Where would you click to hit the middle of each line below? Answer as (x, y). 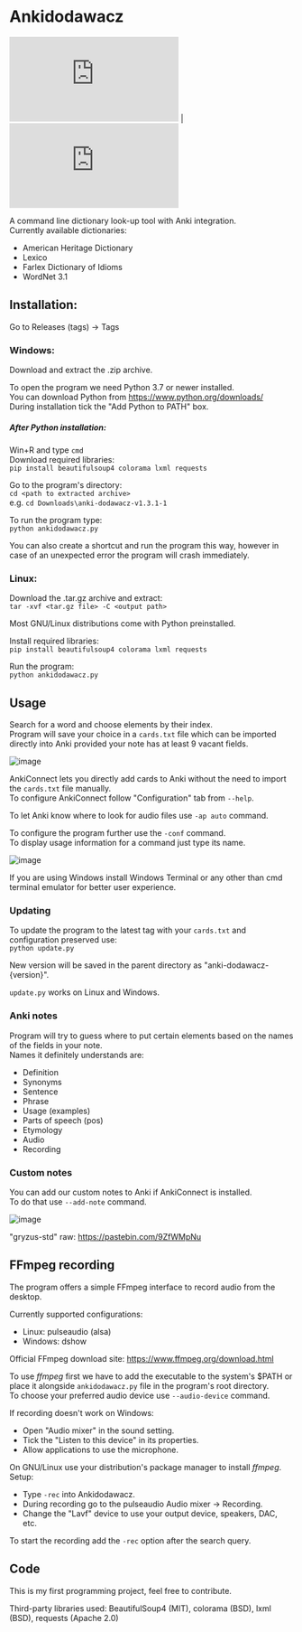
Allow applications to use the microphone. (100, 1449)
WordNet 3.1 (45, 277)
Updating (30, 911)
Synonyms (42, 1082)
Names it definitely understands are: (77, 1055)
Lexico (35, 257)
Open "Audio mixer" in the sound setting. (98, 1430)
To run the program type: (56, 521)
